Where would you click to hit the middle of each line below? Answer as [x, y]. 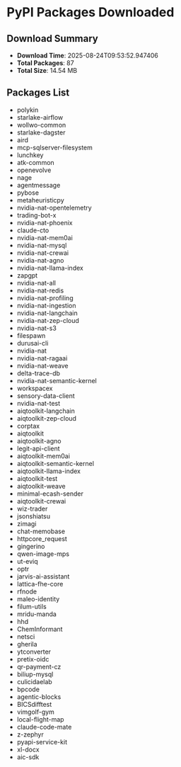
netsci [26, 636]
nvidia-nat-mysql [42, 245]
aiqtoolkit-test [37, 478]
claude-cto [33, 230]
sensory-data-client [46, 396]
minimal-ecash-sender [50, 494]
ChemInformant [40, 629]
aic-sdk [28, 757]
